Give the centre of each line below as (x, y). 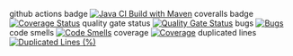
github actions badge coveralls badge (132, 14)
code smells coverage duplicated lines (133, 32)
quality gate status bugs (168, 23)
